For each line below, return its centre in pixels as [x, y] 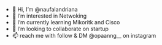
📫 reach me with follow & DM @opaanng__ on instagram [84, 36]
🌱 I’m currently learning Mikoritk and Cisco [66, 22]
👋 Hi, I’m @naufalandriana [45, 9]
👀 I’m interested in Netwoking [49, 16]
